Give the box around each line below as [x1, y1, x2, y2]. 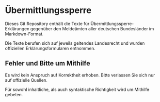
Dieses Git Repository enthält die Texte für [5, 21, 90, 26]
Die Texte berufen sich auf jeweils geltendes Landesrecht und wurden [5, 40, 145, 46]
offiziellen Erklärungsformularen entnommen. [5, 45, 96, 51]
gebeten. [5, 91, 23, 97]
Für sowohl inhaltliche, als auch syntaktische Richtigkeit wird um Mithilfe [5, 87, 149, 92]
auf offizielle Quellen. [5, 77, 48, 83]
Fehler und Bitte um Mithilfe [5, 59, 91, 67]
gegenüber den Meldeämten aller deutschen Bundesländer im [30, 25, 154, 31]
